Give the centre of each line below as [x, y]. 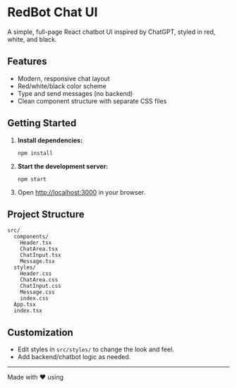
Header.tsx [36, 243]
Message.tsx [37, 262]
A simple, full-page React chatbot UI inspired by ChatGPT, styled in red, [111, 32]
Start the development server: [63, 166]
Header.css [36, 274]
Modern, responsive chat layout [64, 78]
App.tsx [25, 305]
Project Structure [46, 214]
